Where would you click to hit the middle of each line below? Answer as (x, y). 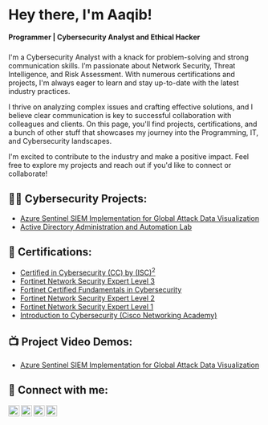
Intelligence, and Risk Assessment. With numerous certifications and (122, 74)
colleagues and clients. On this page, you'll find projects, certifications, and (133, 124)
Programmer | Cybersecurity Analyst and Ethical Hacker (104, 37)
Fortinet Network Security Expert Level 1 (87, 307)
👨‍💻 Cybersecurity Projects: (78, 199)
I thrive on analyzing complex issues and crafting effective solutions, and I (131, 107)
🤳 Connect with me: (58, 390)
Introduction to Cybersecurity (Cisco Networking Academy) (118, 316)
